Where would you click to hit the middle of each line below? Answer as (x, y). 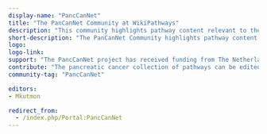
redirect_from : (33, 111)
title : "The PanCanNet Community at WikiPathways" (94, 23)
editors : (23, 89)
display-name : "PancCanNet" (55, 15)
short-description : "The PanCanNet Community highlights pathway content (133, 38)
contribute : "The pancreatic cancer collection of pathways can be (122, 67)
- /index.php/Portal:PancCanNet (69, 118)
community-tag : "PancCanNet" (56, 75)
